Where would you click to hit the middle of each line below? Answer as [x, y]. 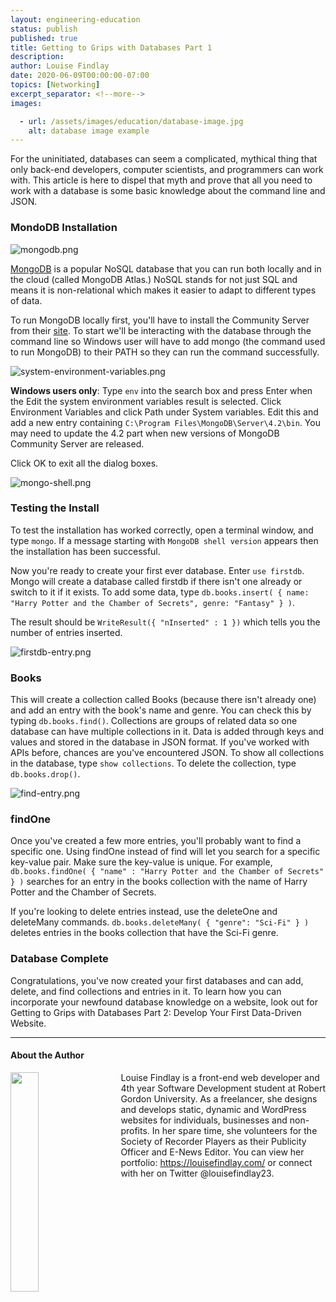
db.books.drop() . [45, 774]
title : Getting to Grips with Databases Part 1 [111, 47]
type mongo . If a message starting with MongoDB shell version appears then [164, 540]
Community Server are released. [77, 443]
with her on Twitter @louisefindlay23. [197, 1173]
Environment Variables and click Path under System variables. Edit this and [164, 412]
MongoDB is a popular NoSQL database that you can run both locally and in [166, 268]
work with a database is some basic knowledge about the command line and [168, 191]
